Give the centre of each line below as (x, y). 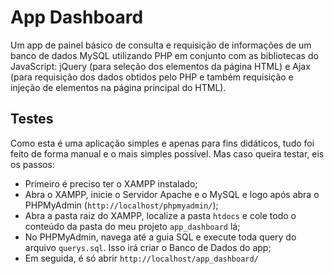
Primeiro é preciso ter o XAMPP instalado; (111, 183)
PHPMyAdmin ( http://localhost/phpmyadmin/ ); (121, 205)
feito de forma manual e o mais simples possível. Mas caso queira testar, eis (167, 153)
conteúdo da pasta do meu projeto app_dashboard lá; (132, 226)
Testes (32, 119)
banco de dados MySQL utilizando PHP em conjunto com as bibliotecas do (164, 55)
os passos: (32, 164)
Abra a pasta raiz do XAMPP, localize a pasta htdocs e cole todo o (160, 215)
